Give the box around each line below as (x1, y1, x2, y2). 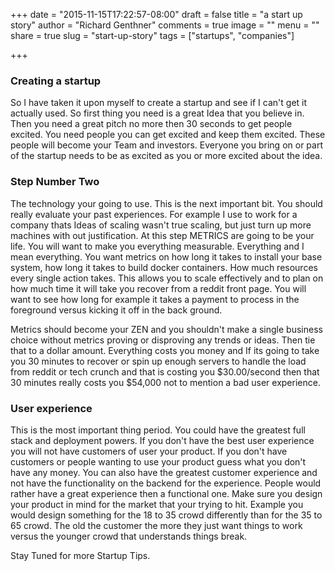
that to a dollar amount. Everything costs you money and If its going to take (10, 344, 320, 356)
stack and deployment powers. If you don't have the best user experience (10, 434, 315, 446)
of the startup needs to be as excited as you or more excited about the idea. (10, 150, 323, 162)
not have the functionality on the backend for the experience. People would (10, 477, 322, 489)
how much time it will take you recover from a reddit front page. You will (10, 282, 307, 294)
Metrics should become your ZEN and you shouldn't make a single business (10, 323, 323, 335)
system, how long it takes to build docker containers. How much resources (10, 261, 318, 273)
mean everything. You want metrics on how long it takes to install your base (10, 250, 323, 263)
